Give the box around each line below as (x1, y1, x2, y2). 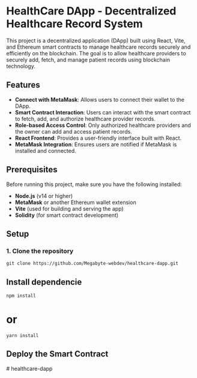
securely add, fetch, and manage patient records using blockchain (6, 56, 170, 63)
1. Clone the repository (6, 247, 74, 255)
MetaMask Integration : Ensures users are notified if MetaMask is (14, 140, 177, 148)
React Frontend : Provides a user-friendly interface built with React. (14, 134, 182, 141)
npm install (6, 293, 36, 299)
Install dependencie (6, 277, 82, 287)
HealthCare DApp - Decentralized (6, 4, 177, 18)
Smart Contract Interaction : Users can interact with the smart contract (14, 108, 191, 116)
